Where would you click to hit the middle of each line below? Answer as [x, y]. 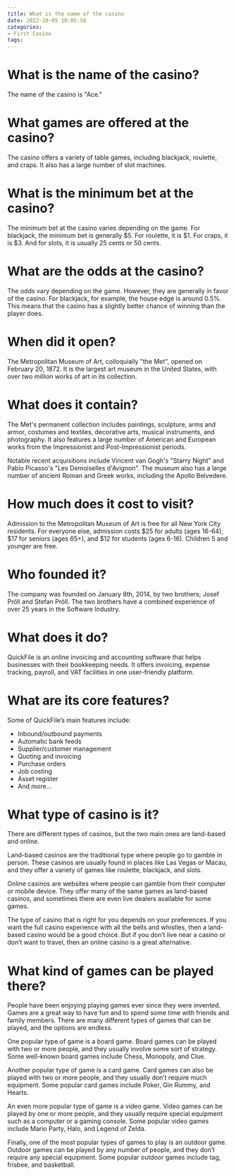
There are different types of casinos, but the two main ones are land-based [116, 834]
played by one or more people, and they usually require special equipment [115, 1114]
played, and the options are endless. [60, 1028]
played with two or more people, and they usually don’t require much [107, 1078]
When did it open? [62, 342]
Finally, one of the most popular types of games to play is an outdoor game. [117, 1142]
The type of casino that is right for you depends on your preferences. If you [117, 920]
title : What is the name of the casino [66, 14]
